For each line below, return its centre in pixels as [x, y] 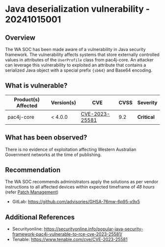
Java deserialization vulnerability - [78, 9]
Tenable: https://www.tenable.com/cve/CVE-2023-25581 [70, 240]
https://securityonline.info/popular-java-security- [94, 229]
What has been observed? [46, 138]
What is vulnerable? [36, 86]
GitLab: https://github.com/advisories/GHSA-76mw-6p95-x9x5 [76, 202]
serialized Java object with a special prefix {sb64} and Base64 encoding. [79, 70]
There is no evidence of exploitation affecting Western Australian [71, 149]
